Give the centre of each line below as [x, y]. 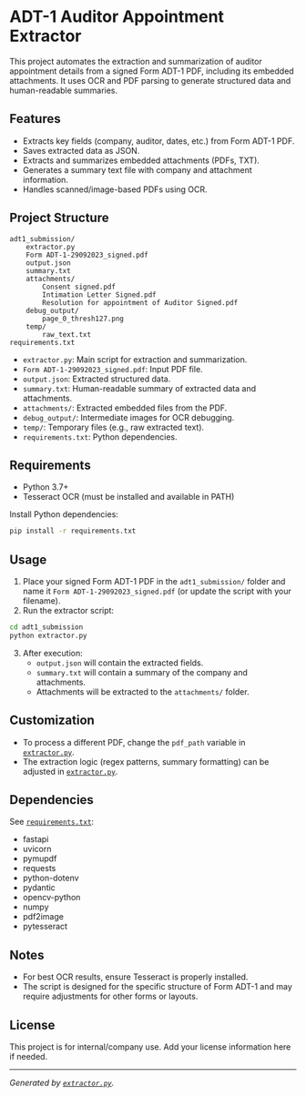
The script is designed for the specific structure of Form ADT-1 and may [158, 987]
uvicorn [37, 849]
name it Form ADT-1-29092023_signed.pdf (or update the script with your [157, 591]
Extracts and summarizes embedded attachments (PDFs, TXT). [141, 160]
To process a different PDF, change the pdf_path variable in [134, 742]
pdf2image [43, 917]
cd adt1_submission [46, 627]
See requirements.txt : [51, 822]
